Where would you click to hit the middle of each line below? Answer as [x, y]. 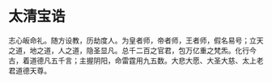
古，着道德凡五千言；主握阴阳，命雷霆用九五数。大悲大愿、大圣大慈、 [125, 60]
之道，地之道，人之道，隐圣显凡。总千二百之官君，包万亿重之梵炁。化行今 [132, 50]
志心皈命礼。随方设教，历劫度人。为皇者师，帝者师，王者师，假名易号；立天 [136, 40]
